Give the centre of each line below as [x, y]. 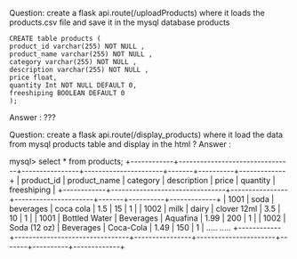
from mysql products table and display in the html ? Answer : [120, 144]
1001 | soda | [251, 199]
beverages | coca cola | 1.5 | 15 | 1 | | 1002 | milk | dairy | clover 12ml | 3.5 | [145, 209]
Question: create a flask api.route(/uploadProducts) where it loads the [137, 13]
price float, [33, 77]
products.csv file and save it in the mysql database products [120, 22]
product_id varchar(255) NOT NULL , [77, 46]
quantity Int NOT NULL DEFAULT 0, [73, 85]
